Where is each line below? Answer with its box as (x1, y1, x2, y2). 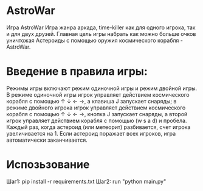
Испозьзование (6, 158, 90, 172)
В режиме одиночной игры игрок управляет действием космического (6, 91, 190, 98)
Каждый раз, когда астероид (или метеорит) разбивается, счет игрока (6, 123, 191, 131)
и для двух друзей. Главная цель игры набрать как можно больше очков (6, 30, 196, 37)
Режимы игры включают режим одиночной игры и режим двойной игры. (6, 85, 198, 92)
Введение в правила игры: (6, 64, 148, 78)
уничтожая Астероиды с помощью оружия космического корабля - (6, 36, 184, 44)
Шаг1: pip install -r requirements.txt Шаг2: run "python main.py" (6, 178, 167, 185)
